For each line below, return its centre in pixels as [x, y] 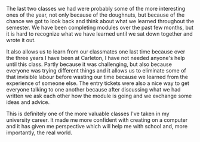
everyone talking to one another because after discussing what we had [93, 89]
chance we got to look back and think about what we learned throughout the [100, 21]
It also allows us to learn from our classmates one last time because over [96, 52]
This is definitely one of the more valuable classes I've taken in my [88, 113]
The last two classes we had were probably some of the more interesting [96, 9]
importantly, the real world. [39, 132]
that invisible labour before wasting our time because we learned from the [97, 77]
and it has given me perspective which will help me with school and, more [97, 126]
